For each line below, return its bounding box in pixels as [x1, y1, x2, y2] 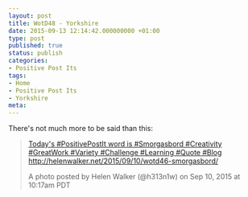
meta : [8, 101, 27, 109]
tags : [8, 72, 27, 80]
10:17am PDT [27, 180, 71, 190]
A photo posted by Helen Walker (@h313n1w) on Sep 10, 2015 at [27, 172, 241, 182]
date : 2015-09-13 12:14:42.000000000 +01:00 [8, 27, 160, 35]
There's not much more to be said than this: [8, 124, 153, 133]
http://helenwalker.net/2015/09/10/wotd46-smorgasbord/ [27, 156, 219, 166]
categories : [8, 57, 48, 65]
